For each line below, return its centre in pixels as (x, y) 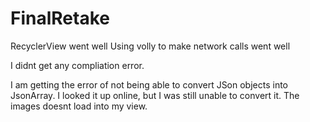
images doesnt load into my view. (79, 106)
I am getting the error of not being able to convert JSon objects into (149, 84)
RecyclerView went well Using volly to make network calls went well (150, 46)
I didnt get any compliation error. (77, 65)
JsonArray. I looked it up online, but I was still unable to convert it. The (155, 95)
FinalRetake (60, 18)
